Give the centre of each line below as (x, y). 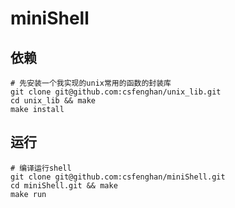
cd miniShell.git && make (64, 185)
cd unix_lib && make (53, 101)
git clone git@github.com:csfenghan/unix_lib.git (116, 92)
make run (28, 194)
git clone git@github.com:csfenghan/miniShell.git (118, 177)
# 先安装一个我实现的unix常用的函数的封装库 (91, 83)
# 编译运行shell (41, 168)
